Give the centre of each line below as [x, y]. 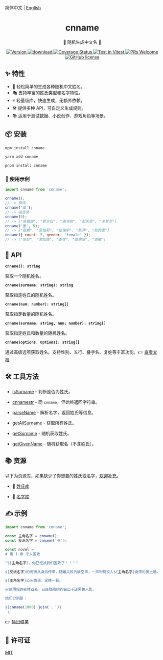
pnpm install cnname [26, 166]
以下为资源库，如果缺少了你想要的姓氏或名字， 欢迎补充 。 [63, 475]
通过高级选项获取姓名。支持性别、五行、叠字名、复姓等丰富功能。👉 [74, 352]
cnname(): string [23, 266]
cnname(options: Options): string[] [42, 342]
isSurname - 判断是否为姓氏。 [42, 391]
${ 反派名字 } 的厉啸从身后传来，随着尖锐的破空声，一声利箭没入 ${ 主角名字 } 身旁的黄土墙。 [83, 572]
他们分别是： [16, 599]
